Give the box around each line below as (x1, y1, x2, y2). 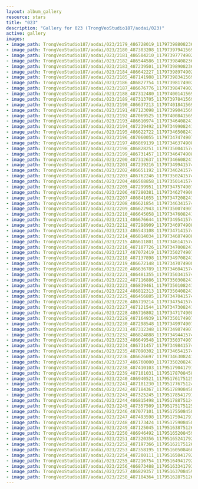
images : (6, 36, 25, 42)
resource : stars (6, 14, 46, 20)
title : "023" (6, 19, 38, 25)
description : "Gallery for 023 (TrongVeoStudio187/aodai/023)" (6, 25, 165, 31)
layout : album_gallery (6, 8, 62, 15)
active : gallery (6, 31, 46, 37)
